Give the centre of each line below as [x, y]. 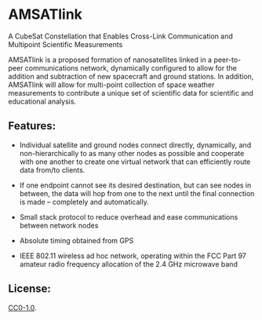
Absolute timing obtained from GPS [76, 240]
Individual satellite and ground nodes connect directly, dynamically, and [135, 145]
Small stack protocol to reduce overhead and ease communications [129, 216]
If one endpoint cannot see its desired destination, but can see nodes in [135, 185]
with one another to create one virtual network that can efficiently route [135, 162]
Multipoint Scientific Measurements [65, 44]
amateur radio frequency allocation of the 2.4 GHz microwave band [128, 264]
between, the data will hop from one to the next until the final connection [137, 193]
